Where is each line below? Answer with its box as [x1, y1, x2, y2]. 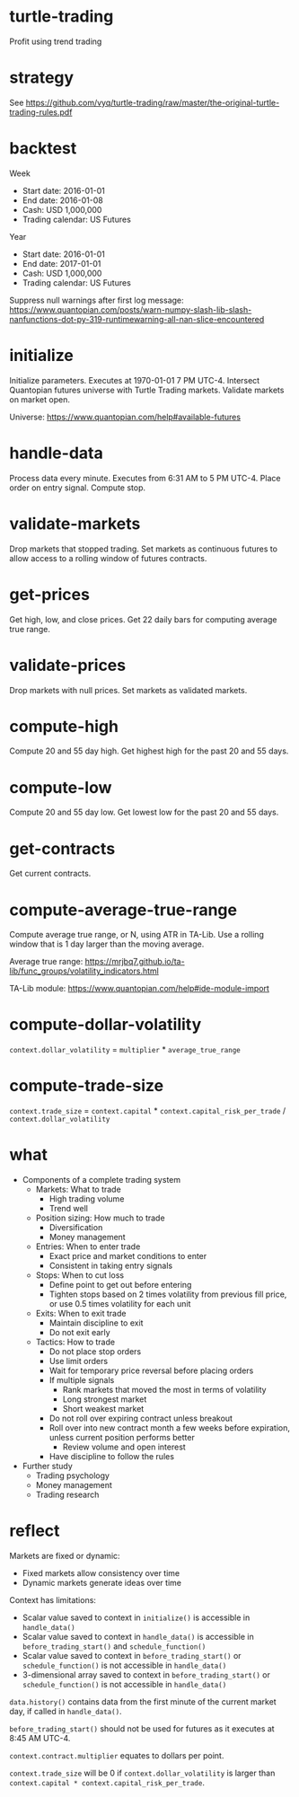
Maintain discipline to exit [48, 1317, 144, 1328]
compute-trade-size [9, 1076, 164, 1097]
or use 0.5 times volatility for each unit [48, 1299, 191, 1309]
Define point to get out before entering [48, 1280, 192, 1290]
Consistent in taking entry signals [48, 1260, 173, 1272]
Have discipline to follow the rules [48, 1451, 175, 1462]
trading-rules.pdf [9, 106, 73, 118]
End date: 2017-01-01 [22, 258, 101, 269]
